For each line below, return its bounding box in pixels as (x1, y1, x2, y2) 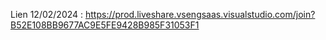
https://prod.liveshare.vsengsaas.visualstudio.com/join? (85, 9, 316, 20)
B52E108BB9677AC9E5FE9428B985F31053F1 (10, 19, 200, 31)
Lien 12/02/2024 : (10, 9, 84, 20)
